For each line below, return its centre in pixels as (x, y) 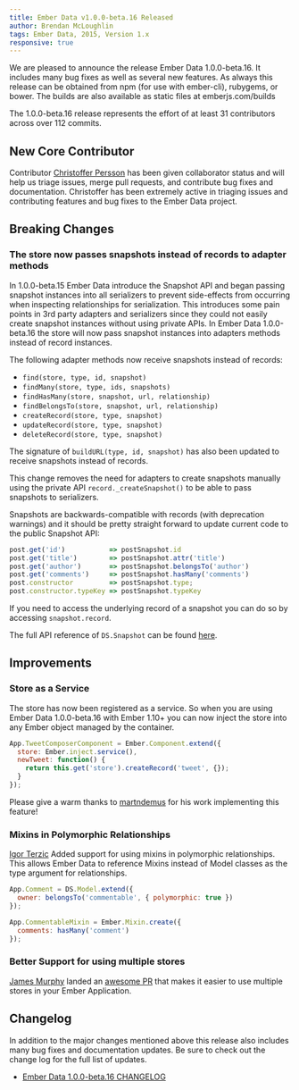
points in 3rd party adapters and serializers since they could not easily (138, 314)
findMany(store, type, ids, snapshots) (96, 387)
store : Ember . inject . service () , (78, 751)
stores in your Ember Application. (71, 990)
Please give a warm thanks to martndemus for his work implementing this (144, 801)
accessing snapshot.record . (60, 618)
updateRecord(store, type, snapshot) (92, 425)
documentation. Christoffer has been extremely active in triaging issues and (149, 192)
